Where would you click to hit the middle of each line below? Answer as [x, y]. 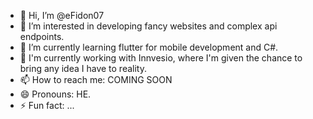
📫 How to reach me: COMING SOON [96, 79]
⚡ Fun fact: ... [47, 105]
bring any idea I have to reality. [83, 68]
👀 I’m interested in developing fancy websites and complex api [148, 26]
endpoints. [42, 36]
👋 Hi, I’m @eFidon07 [62, 15]
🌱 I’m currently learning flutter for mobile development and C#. [149, 47]
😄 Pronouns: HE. [55, 94]
